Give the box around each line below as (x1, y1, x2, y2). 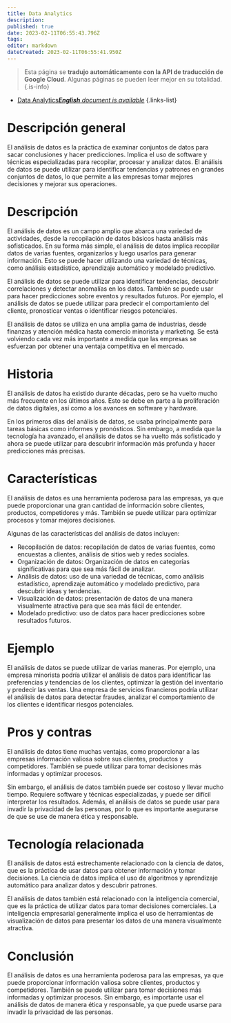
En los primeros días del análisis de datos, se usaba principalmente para (7, 417, 212, 426)
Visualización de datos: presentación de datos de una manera (17, 594, 193, 602)
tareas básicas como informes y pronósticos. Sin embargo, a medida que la (7, 424, 222, 433)
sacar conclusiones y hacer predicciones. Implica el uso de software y (7, 150, 208, 159)
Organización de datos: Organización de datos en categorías (17, 557, 190, 565)
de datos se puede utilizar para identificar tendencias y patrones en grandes (7, 165, 225, 173)
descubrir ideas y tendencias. (17, 586, 102, 595)
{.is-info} (23, 82, 50, 91)
